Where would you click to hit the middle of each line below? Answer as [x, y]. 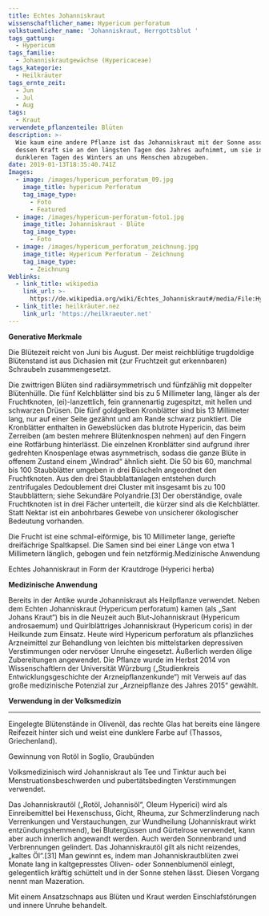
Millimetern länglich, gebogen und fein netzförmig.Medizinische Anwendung [134, 553]
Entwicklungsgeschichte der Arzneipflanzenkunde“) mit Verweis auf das [127, 676]
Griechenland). [33, 740]
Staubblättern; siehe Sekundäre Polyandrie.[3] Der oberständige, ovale [125, 495]
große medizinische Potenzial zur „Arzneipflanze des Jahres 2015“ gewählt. [133, 685]
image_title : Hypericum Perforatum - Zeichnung [103, 254]
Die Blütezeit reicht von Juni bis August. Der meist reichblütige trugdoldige [131, 352]
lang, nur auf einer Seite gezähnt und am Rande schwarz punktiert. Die [125, 418]
